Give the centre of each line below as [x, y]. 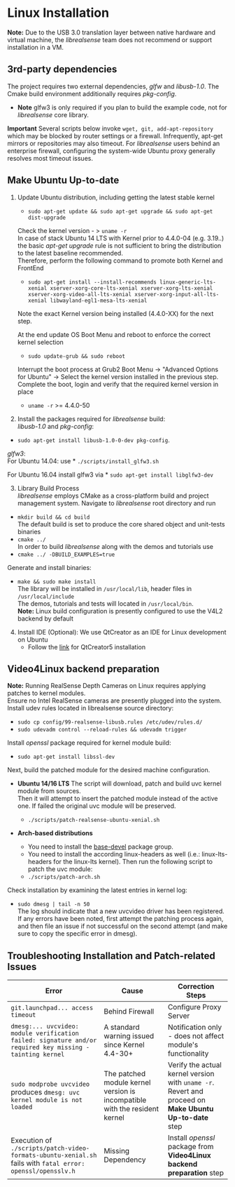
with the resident [131, 1109]
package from [191, 1147]
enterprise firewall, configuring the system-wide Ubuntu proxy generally [111, 151]
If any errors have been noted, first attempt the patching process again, [120, 919]
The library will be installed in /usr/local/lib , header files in [105, 588]
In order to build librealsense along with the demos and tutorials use [115, 546]
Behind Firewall [129, 1012]
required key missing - [50, 1048]
